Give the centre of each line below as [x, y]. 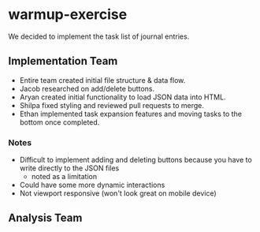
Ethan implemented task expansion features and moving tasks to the [131, 114]
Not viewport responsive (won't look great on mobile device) [118, 193]
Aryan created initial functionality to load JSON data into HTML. [123, 97]
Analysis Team [45, 218]
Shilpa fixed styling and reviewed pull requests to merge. [112, 105]
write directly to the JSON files [69, 168]
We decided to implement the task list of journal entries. [99, 36]
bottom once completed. [59, 122]
